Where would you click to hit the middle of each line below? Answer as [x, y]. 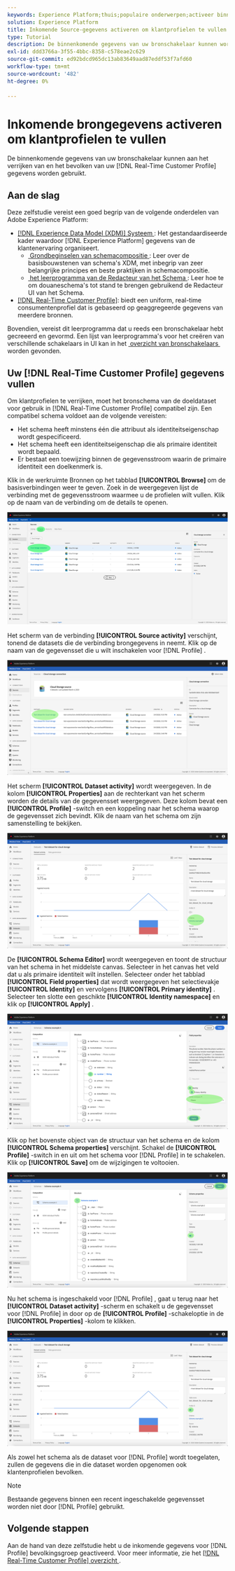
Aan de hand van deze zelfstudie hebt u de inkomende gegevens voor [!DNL [117, 1545]
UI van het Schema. [56, 293]
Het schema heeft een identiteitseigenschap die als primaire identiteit [117, 444]
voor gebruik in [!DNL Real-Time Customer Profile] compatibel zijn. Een [109, 408]
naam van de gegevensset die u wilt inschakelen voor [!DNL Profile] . [107, 650]
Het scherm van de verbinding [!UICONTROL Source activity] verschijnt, [113, 635]
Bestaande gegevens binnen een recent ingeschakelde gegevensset [106, 1499]
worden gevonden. [34, 351]
